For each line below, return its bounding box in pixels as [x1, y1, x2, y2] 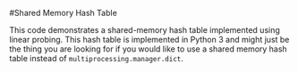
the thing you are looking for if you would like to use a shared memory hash [9, 44, 288, 54]
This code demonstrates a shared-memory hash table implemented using [9, 25, 280, 35]
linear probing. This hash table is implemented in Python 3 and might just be [9, 35, 290, 44]
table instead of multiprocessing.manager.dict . [9, 53, 183, 63]
